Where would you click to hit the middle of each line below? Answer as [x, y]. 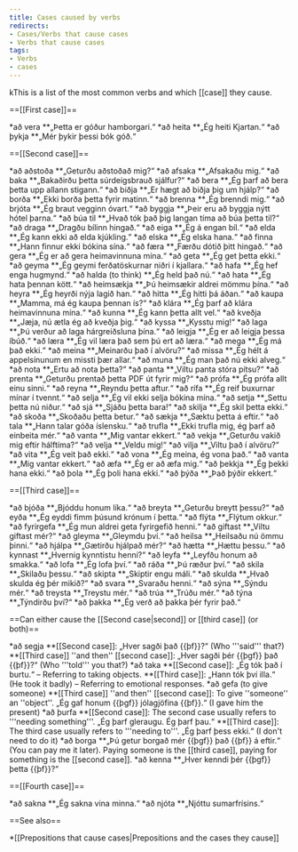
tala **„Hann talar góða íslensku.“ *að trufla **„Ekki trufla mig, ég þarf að [142, 426]
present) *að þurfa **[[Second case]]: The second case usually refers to [143, 711]
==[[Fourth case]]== [47, 786]
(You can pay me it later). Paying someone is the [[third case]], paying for [143, 750]
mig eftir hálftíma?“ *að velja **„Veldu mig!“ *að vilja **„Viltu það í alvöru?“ [144, 445]
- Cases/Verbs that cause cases [69, 34]
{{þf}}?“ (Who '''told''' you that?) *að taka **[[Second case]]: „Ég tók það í [146, 664]
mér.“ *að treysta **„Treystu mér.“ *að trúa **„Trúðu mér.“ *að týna [131, 592]
